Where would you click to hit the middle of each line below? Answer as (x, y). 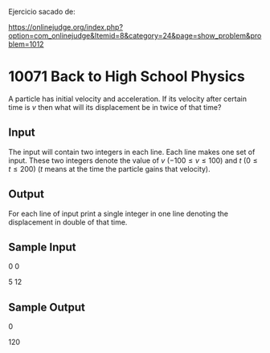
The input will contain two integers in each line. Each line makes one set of (132, 152)
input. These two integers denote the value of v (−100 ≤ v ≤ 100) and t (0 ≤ (133, 160)
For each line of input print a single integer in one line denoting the (119, 213)
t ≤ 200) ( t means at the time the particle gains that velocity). (109, 168)
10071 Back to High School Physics (127, 77)
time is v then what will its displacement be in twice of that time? (115, 107)
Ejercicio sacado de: (42, 12)
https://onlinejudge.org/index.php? (65, 27)
